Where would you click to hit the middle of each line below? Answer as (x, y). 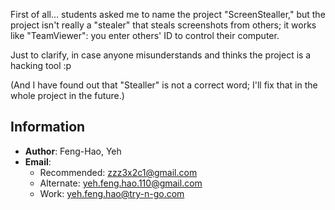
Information (48, 127)
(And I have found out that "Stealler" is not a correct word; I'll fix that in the (164, 85)
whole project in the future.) (67, 95)
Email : (38, 161)
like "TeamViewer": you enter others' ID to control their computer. (145, 35)
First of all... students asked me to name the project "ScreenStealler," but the (168, 14)
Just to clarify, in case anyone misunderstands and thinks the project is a (161, 55)
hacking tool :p (41, 65)
